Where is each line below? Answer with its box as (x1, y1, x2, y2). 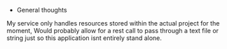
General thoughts (16, 6, 67, 14)
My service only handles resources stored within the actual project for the (6, 19, 220, 27)
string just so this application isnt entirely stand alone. (6, 34, 163, 42)
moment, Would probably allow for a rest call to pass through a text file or (6, 27, 219, 35)
